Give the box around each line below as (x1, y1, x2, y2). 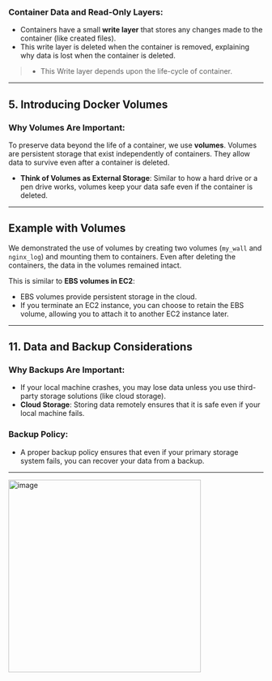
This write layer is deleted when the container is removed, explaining (19, 42, 249, 52)
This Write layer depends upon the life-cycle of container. (40, 66, 233, 76)
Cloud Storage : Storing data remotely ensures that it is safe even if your (19, 400, 261, 409)
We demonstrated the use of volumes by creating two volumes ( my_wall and (8, 242, 262, 253)
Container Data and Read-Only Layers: (8, 6, 164, 18)
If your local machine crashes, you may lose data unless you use (19, 383, 236, 392)
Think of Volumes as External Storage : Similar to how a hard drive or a (19, 173, 258, 182)
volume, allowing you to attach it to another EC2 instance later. (19, 309, 229, 319)
